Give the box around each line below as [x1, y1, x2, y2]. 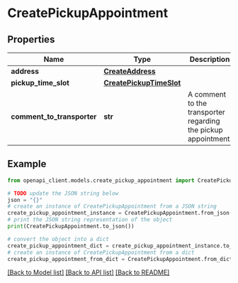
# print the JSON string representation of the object [7, 216, 173, 223]
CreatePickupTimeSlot [103, 78, 181, 87]
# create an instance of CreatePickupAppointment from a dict [7, 249, 195, 256]
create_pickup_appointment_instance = [7, 210, 122, 217]
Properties [7, 33, 55, 46]
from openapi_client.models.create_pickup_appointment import [7, 176, 195, 184]
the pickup [187, 125, 223, 134]
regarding [187, 116, 220, 126]
